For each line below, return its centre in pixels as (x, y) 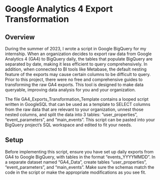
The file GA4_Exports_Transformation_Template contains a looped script (77, 99)
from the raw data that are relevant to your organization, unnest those (74, 109)
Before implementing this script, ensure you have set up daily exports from (79, 151)
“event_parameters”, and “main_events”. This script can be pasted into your (80, 120)
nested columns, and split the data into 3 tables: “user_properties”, (71, 114)
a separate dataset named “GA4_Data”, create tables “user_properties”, (76, 162)
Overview (20, 37)
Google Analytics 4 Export (59, 9)
